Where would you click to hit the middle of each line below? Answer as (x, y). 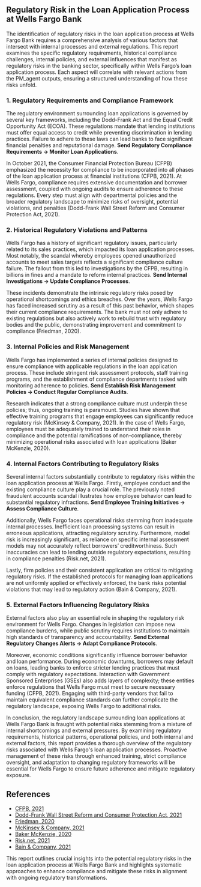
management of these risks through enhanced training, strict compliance (96, 756)
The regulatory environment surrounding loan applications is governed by (97, 114)
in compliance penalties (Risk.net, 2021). (56, 559)
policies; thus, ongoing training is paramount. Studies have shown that (93, 410)
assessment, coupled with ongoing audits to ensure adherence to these (95, 189)
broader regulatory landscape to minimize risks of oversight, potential (92, 202)
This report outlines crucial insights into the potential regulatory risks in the (99, 859)
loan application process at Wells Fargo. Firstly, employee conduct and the (98, 483)
